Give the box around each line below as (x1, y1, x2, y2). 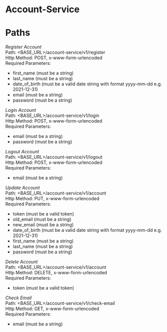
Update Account (5, 185, 40, 191)
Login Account (5, 107, 36, 113)
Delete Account (5, 259, 38, 265)
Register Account (5, 44, 42, 50)
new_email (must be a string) (12, 222, 74, 228)
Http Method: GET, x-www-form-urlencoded (5, 305, 100, 312)
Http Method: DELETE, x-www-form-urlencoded (5, 270, 107, 276)
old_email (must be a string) (12, 216, 71, 223)
